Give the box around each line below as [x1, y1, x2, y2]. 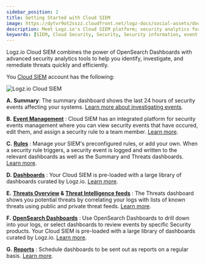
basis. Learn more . [6, 252, 54, 260]
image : [6, 20, 23, 26]
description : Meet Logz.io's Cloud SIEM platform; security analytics [6, 26, 190, 32]
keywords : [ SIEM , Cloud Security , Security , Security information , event [6, 32, 198, 38]
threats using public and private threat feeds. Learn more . [6, 203, 151, 210]
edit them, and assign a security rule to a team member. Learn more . [6, 128, 179, 136]
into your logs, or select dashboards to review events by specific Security [6, 221, 191, 228]
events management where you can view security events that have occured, [6, 122, 198, 129]
